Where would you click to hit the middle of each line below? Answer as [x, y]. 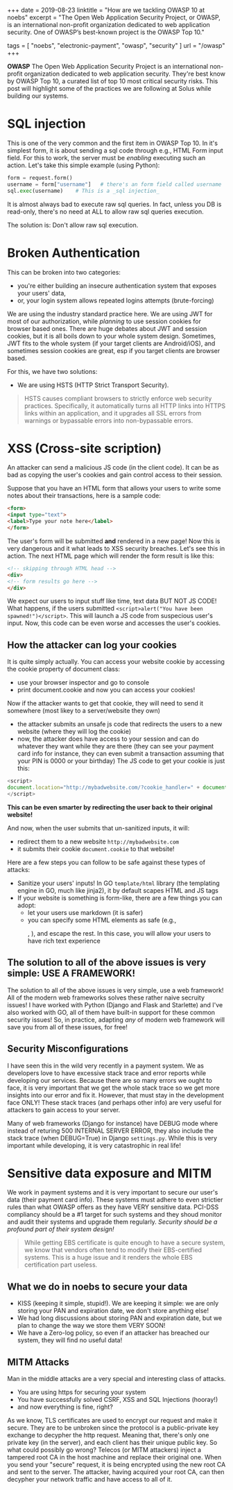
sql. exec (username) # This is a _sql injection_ [83, 191]
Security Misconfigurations [68, 1049]
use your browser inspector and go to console [83, 683]
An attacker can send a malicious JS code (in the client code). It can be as [113, 468]
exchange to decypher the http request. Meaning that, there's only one [108, 1435]
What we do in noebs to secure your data [97, 1286]
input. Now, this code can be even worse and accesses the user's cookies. [114, 623]
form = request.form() [40, 178]
